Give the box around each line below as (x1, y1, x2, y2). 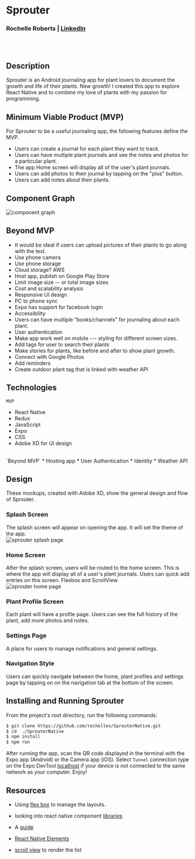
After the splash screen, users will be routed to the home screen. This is (6, 564, 180, 571)
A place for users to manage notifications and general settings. (6, 645, 158, 652)
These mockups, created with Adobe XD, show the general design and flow (6, 490, 189, 497)
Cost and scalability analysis (14, 285, 84, 292)
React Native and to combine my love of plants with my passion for (6, 89, 167, 96)
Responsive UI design (14, 291, 67, 298)
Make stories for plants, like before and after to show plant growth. (14, 347, 176, 354)
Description (6, 61, 50, 71)
